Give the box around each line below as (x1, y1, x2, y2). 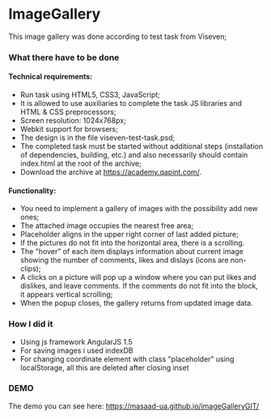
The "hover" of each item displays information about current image (19, 247, 244, 256)
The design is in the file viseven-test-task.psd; (19, 133, 176, 142)
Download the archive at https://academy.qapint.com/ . (19, 167, 202, 177)
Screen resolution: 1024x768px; (19, 116, 127, 125)
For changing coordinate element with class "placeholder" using (19, 353, 235, 364)
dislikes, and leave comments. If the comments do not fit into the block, (19, 281, 259, 291)
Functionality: (8, 185, 57, 195)
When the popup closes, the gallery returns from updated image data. (19, 298, 253, 308)
